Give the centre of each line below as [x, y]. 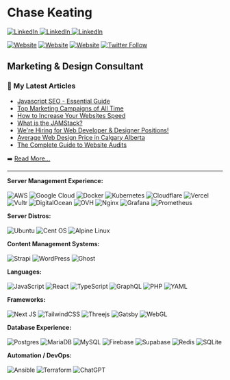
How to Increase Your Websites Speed [71, 115]
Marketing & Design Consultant [75, 67]
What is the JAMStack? [50, 123]
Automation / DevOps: [39, 355]
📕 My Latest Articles [41, 86]
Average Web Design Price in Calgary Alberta [81, 137]
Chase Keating [50, 13]
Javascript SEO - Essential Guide [64, 101]
